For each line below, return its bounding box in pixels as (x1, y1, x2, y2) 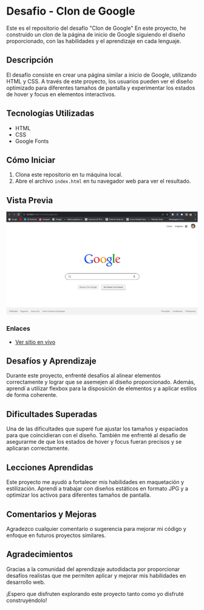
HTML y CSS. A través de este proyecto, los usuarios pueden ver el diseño (6, 77, 193, 85)
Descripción (6, 55, 53, 65)
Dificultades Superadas (6, 409, 98, 419)
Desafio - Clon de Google (6, 4, 135, 18)
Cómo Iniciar (6, 155, 56, 165)
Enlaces (6, 324, 30, 333)
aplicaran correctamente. (6, 444, 70, 452)
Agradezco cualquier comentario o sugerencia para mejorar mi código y (6, 525, 186, 532)
